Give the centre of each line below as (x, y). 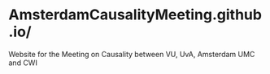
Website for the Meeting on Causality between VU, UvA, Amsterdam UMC (132, 54)
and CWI (23, 63)
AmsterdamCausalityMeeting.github (135, 15)
